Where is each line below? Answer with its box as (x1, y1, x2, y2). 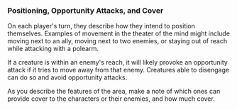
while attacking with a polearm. (7, 45, 99, 53)
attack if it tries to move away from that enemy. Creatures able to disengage (7, 66, 229, 75)
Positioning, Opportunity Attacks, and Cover (7, 6, 164, 16)
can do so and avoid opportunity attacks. (7, 73, 128, 82)
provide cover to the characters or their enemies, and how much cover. (7, 94, 215, 103)
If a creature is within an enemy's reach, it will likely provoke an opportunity (7, 58, 228, 67)
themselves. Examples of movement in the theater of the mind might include (7, 29, 231, 38)
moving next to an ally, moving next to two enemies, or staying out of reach (7, 37, 228, 45)
